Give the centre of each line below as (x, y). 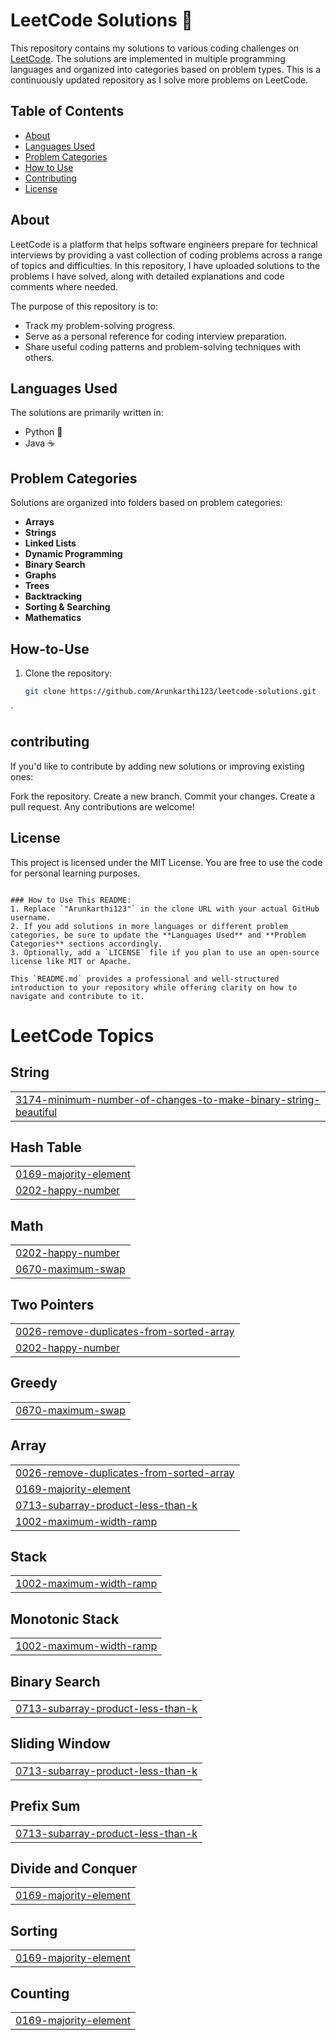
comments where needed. (64, 286)
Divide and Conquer (74, 1869)
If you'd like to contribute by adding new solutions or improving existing (157, 766)
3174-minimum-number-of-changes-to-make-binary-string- (168, 1099)
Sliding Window (60, 1744)
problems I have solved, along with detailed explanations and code (147, 276)
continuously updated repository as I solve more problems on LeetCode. (159, 80)
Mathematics (53, 618)
